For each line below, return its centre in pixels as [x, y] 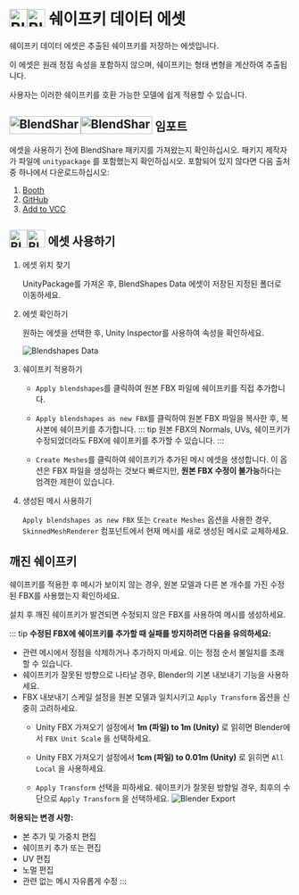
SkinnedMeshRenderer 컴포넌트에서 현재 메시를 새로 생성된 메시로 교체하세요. [155, 530]
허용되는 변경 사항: [42, 817]
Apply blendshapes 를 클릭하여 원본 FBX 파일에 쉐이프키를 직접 [145, 388]
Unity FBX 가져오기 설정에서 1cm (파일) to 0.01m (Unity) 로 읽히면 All [159, 758]
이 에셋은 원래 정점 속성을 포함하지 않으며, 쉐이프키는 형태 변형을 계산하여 [137, 64]
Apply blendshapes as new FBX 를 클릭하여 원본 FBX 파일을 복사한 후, [157, 418]
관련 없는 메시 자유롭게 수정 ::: [75, 882]
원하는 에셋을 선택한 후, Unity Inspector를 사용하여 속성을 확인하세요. [143, 333]
